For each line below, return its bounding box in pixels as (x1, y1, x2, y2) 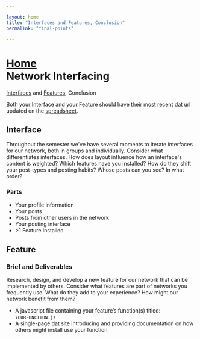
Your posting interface (14, 220, 70, 228)
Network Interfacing (6, 69, 110, 83)
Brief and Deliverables (6, 263, 73, 271)
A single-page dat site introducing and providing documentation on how (14, 320, 194, 327)
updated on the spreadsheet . (6, 107, 78, 114)
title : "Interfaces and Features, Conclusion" (6, 19, 125, 26)
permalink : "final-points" (6, 25, 74, 31)
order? (6, 173, 23, 180)
